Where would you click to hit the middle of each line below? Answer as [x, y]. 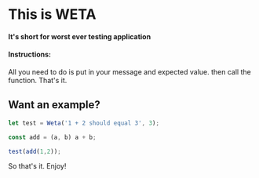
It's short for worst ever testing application [80, 36]
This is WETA [52, 15]
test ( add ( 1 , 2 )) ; [35, 151]
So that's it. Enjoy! [37, 166]
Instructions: [30, 54]
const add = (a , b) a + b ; [52, 137]
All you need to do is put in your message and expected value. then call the [129, 71]
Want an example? [54, 105]
